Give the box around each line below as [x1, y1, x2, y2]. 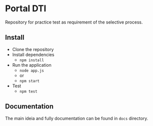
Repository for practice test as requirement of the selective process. [5, 19, 143, 25]
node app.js [19, 68, 44, 73]
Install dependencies [12, 51, 55, 57]
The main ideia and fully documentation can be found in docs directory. [5, 115, 149, 121]
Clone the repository [12, 46, 54, 52]
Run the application [12, 62, 51, 68]
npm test [19, 89, 38, 94]
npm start [19, 78, 40, 83]
